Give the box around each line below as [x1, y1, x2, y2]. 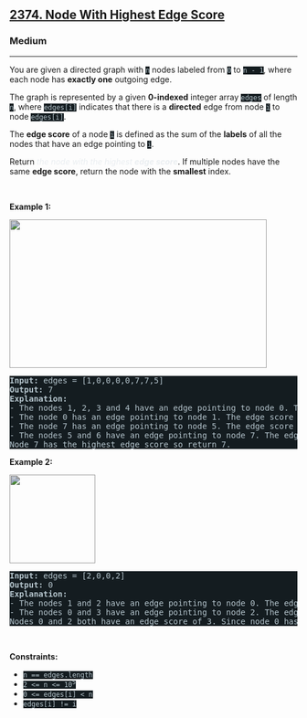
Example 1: [9, 201, 52, 212]
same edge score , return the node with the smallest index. [9, 165, 231, 176]
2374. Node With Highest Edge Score [9, 7, 226, 23]
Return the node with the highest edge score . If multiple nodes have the [9, 155, 281, 167]
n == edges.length [22, 670, 93, 680]
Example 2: [9, 456, 53, 467]
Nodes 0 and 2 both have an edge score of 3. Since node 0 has [9, 616, 299, 627]
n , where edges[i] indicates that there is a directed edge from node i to [9, 100, 281, 112]
